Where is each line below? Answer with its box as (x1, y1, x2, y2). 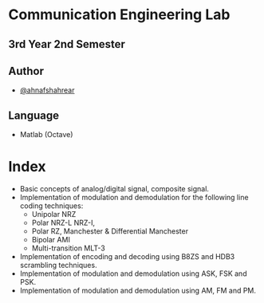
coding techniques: (19, 201, 84, 211)
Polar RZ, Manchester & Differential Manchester (31, 226, 189, 236)
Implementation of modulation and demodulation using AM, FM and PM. (19, 285, 257, 296)
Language (8, 108, 60, 122)
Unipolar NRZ (31, 210, 77, 219)
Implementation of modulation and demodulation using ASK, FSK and (19, 269, 247, 278)
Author (8, 64, 44, 77)
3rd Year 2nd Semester (8, 37, 126, 51)
